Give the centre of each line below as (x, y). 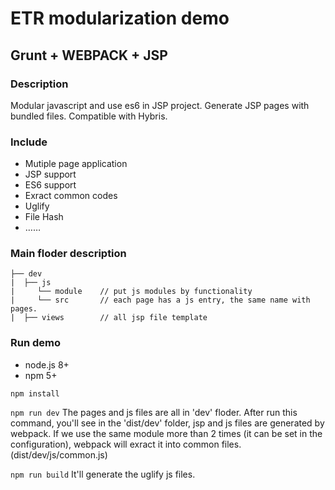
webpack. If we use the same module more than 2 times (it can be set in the (166, 433)
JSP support (50, 174)
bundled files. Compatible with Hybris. (89, 116)
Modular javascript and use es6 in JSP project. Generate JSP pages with (160, 105)
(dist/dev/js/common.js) (59, 454)
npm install (35, 393)
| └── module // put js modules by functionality (131, 292)
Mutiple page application (76, 164)
